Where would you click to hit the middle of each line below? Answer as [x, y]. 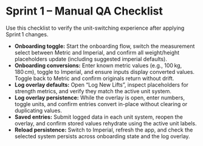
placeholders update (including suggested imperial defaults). [91, 59]
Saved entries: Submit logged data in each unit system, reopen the [99, 117]
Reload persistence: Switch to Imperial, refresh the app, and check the [104, 130]
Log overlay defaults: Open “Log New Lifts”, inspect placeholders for [101, 85]
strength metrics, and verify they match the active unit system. [93, 91]
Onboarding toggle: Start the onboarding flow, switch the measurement [105, 46]
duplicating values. [38, 110]
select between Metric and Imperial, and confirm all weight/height [97, 52]
